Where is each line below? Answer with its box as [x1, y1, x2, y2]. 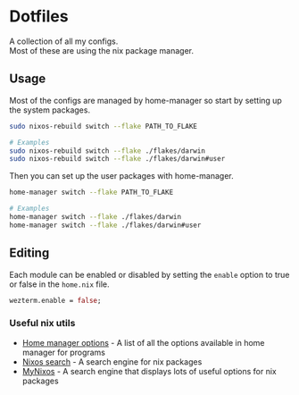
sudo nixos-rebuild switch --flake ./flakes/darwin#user [9, 155, 226, 164]
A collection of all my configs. [9, 36, 119, 46]
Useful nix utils [9, 317, 76, 330]
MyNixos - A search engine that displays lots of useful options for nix [21, 366, 277, 376]
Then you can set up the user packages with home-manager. [9, 171, 234, 181]
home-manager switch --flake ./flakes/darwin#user [9, 221, 202, 230]
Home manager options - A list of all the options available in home [21, 337, 265, 348]
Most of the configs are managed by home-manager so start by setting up [9, 95, 283, 105]
